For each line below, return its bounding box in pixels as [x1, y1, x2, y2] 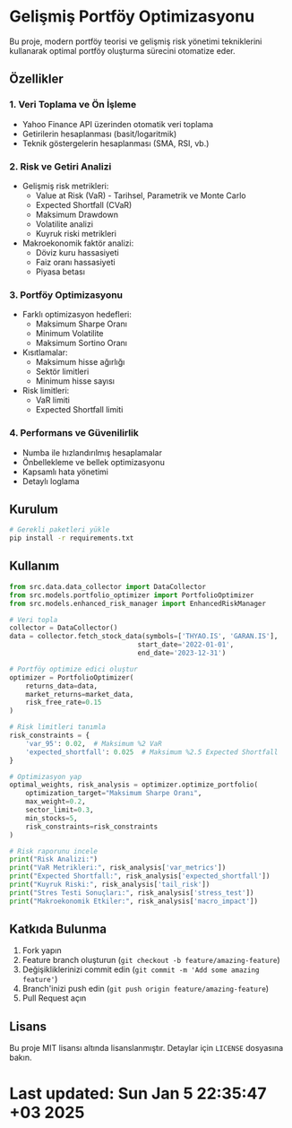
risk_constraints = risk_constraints [25, 822, 159, 831]
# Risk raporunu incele [9, 846, 99, 855]
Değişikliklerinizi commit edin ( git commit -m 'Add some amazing [21, 964, 260, 975]
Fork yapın [21, 945, 62, 956]
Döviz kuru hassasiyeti [35, 247, 119, 257]
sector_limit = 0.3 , [25, 805, 94, 815]
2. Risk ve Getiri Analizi [9, 160, 112, 172]
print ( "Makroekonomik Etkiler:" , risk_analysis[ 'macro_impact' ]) [9, 897, 258, 906]
